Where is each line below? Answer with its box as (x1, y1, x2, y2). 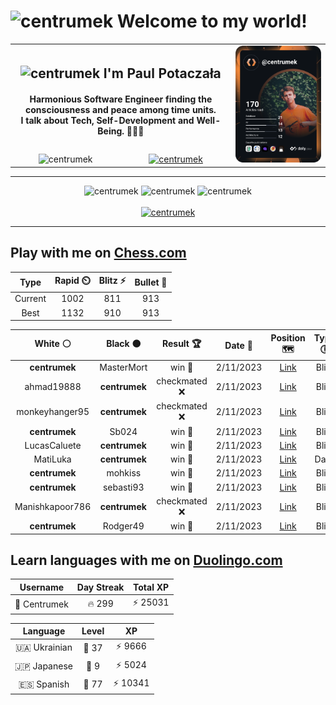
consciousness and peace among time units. (25, 104, 217, 116)
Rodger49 (102, 520, 145, 532)
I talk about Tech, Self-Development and (20, 115, 195, 127)
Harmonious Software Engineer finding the (29, 93, 213, 105)
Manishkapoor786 (14, 500, 92, 512)
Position (270, 331, 306, 344)
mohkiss (106, 467, 142, 479)
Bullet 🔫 (134, 276, 168, 288)
